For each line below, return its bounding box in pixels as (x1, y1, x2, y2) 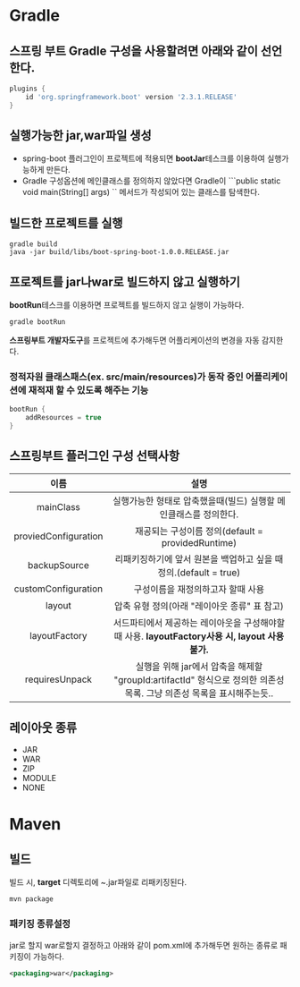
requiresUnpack (24, 673, 92, 685)
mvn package (9, 895, 54, 904)
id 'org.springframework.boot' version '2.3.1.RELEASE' (25, 92, 238, 101)
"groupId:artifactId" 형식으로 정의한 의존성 (113, 673, 285, 685)
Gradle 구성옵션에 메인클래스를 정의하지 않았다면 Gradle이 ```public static (21, 175, 281, 186)
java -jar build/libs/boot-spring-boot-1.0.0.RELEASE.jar (9, 248, 229, 257)
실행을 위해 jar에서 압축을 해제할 (135, 659, 263, 672)
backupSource (28, 558, 89, 571)
